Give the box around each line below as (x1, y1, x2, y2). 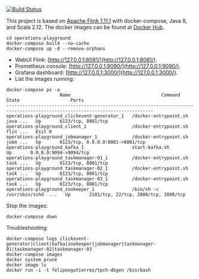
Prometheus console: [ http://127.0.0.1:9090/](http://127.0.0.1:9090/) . (14, 63, 181, 69)
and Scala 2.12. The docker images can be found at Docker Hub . (6, 24, 165, 31)
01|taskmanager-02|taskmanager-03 (6, 246, 93, 252)
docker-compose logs (6, 236, 58, 242)
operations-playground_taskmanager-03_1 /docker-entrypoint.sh (6, 176, 188, 182)
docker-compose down (6, 214, 58, 220)
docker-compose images (6, 251, 63, 257)
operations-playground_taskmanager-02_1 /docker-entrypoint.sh (6, 165, 188, 171)
